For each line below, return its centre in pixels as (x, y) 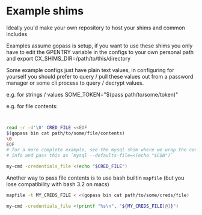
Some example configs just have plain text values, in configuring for (90, 70)
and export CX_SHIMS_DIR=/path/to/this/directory (69, 58)
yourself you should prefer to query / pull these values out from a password (100, 76)
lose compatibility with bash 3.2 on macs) (58, 184)
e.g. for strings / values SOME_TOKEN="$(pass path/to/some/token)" (92, 94)
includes (17, 34)
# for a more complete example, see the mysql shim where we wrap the (96, 150)
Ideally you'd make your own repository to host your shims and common (96, 28)
